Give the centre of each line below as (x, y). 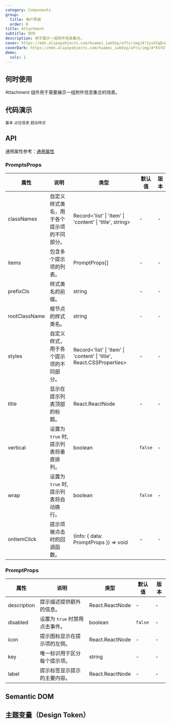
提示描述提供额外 (60, 602)
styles (15, 356)
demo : (11, 52)
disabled (18, 622)
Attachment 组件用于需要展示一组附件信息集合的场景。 (63, 93)
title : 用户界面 (26, 19)
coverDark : (17, 48)
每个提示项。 (55, 661)
